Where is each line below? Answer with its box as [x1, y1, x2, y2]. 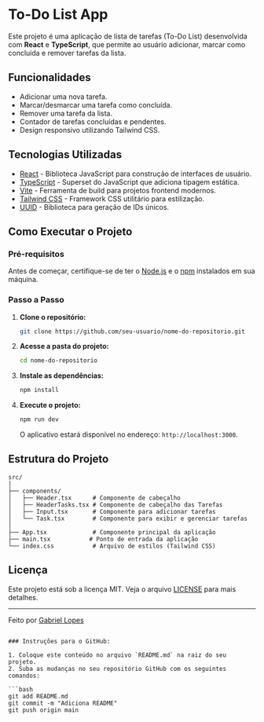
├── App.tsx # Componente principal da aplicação [8, 528, 216, 536]
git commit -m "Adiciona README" [8, 699, 118, 707]
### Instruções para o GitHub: [8, 637, 111, 645]
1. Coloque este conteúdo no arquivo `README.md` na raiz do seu [8, 651, 226, 659]
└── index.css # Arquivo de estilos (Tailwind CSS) [8, 542, 216, 550]
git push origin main [8, 706, 79, 714]
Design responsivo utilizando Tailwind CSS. [19, 125, 160, 134]
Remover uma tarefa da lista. [19, 108, 113, 118]
